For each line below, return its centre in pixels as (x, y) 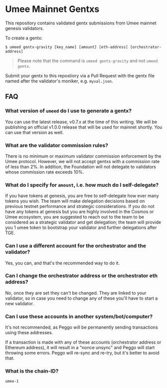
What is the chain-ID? (32, 371)
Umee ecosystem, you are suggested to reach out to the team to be (75, 217)
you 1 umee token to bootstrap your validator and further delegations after (81, 227)
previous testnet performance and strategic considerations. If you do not (80, 206)
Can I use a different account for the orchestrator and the (76, 246)
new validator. (19, 303)
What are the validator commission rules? (57, 145)
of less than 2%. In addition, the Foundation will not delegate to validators (81, 167)
